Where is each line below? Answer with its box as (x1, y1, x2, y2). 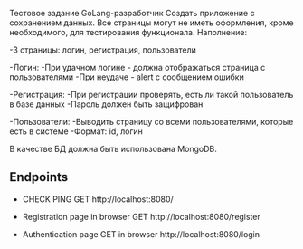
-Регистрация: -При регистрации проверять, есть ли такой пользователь (9, 90, 294, 100)
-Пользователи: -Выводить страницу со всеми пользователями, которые (9, 117, 294, 127)
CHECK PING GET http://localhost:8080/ (22, 194, 174, 205)
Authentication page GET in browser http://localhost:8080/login (22, 228, 260, 239)
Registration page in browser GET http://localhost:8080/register (22, 211, 260, 222)
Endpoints (9, 169, 69, 185)
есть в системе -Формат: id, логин (9, 126, 143, 137)
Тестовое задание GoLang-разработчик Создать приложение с (9, 8, 255, 18)
